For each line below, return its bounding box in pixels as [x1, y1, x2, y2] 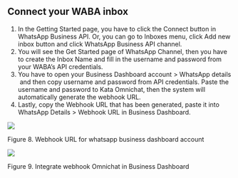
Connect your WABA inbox [7, 6, 128, 18]
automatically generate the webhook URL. [17, 93, 141, 101]
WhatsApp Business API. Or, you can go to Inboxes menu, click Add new [17, 32, 231, 41]
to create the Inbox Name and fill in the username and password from [17, 55, 222, 63]
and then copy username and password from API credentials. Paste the [19, 78, 229, 86]
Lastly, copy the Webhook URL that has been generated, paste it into [17, 100, 219, 109]
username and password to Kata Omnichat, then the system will [17, 85, 205, 93]
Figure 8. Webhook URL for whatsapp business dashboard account [7, 135, 205, 143]
